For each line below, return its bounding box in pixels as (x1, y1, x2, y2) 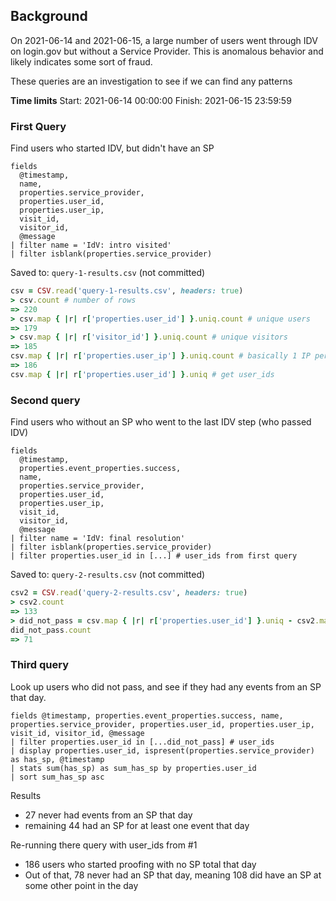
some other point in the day (24, 879, 139, 891)
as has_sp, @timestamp (10, 754, 105, 764)
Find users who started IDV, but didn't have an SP (10, 142, 215, 154)
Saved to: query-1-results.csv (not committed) (10, 267, 206, 279)
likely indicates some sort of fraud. (10, 55, 153, 68)
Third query (10, 658, 69, 672)
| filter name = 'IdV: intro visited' (10, 240, 172, 251)
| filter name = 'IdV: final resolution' (10, 534, 186, 544)
